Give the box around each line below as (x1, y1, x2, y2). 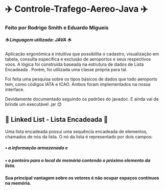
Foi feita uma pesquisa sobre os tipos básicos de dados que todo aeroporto (5, 76, 158, 82)
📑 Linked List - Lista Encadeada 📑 (5, 115, 108, 124)
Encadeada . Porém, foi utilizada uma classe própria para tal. (5, 67, 128, 73)
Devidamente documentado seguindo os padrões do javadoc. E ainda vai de (5, 96, 159, 102)
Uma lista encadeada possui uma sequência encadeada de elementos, (5, 128, 148, 135)
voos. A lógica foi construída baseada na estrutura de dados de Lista (5, 61, 144, 67)
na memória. (5, 180, 31, 186)
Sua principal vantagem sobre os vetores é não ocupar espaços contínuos (5, 175, 159, 181)
